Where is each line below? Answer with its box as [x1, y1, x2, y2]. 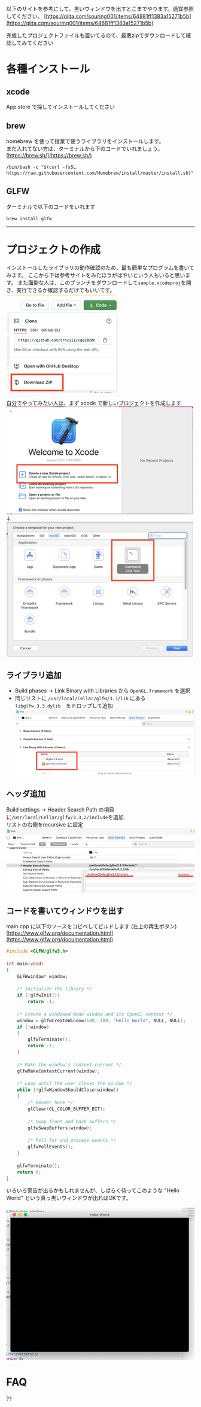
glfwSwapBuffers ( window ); [28, 1125, 93, 1131]
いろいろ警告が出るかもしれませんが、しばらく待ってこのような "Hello [6, 1187, 179, 1194]
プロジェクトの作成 [6, 243, 101, 256]
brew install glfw [6, 215, 52, 221]
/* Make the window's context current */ [17, 1062, 121, 1068]
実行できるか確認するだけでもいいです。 [16, 286, 115, 293]
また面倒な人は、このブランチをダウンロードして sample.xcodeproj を [17, 279, 187, 286]
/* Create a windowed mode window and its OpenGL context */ [17, 1011, 172, 1017]
